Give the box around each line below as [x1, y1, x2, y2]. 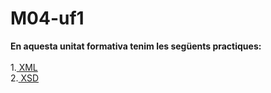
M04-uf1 [10, 7, 85, 30]
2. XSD [10, 72, 40, 84]
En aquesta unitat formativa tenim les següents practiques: [10, 40, 262, 52]
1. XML [10, 61, 38, 73]
